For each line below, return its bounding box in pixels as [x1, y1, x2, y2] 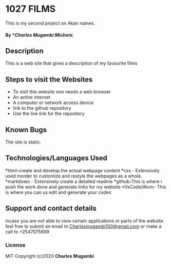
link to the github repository [12, 105, 71, 111]
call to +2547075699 [5, 229, 50, 235]
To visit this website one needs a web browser [12, 89, 111, 95]
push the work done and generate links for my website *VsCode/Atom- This [5, 184, 166, 190]
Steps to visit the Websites [5, 75, 93, 84]
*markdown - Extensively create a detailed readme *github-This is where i [5, 178, 162, 185]
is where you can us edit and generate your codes [5, 189, 111, 195]
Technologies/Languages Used [5, 154, 108, 163]
